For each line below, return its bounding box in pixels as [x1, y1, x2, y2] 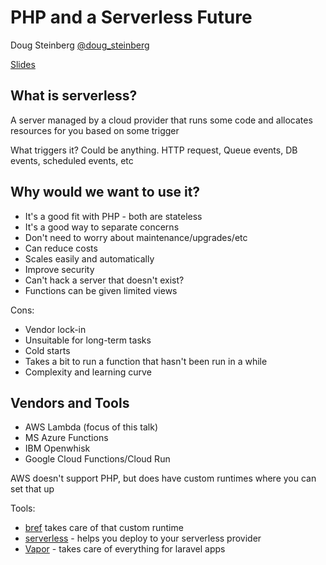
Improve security [24, 263, 95, 275]
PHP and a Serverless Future [10, 6, 253, 29]
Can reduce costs [24, 242, 98, 254]
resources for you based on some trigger [10, 124, 180, 136]
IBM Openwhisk [24, 442, 91, 455]
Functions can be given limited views [24, 284, 178, 296]
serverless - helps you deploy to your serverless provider [24, 532, 262, 545]
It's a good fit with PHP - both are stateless [24, 210, 203, 222]
